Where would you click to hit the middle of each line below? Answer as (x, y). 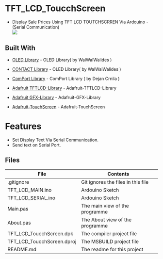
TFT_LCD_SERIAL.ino (32, 198)
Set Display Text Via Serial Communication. (55, 140)
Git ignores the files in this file (115, 182)
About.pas (19, 223)
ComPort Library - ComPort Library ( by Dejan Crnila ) (66, 79)
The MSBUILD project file (110, 242)
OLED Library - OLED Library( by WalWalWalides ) (62, 60)
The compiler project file (109, 233)
